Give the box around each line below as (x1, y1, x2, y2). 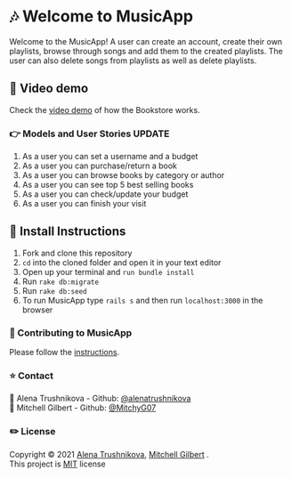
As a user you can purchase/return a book (21, 160, 178, 171)
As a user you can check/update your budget (21, 189, 189, 199)
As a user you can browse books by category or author (21, 170, 225, 181)
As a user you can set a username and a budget (21, 151, 199, 162)
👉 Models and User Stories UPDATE (9, 127, 170, 140)
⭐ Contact (9, 369, 53, 382)
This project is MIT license (9, 458, 106, 469)
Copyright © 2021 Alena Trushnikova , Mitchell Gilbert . (9, 449, 209, 459)
